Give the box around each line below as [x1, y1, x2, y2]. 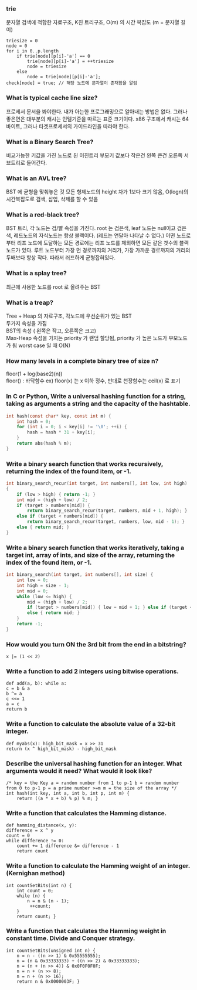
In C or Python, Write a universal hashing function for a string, [6, 392, 186, 401]
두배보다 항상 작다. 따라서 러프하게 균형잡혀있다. [6, 254, 116, 261]
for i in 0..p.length [6, 48, 59, 54]
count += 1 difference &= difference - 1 [16, 843, 119, 849]
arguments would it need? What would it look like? [6, 766, 152, 775]
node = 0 [6, 43, 28, 49]
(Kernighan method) [6, 869, 66, 878]
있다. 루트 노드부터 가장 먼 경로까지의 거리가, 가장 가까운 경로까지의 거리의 [21, 246, 191, 254]
